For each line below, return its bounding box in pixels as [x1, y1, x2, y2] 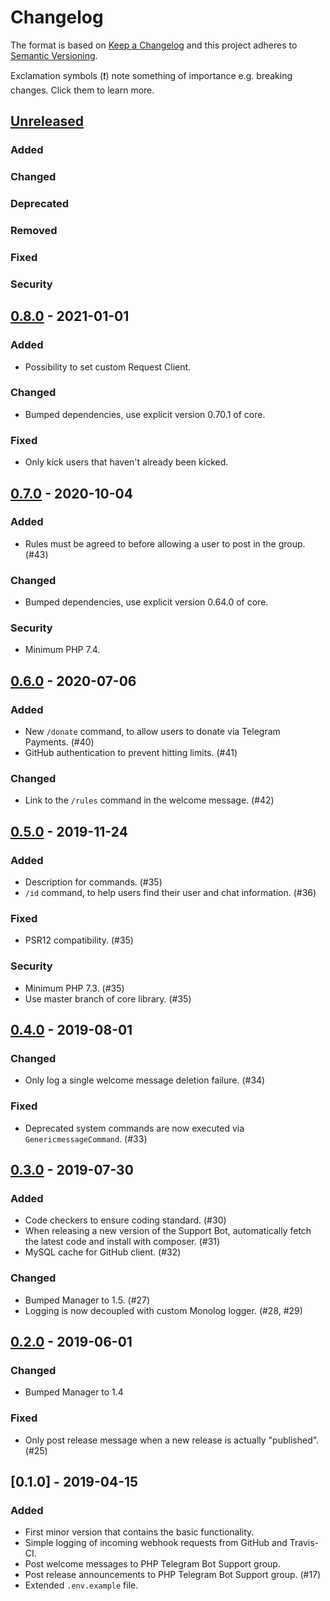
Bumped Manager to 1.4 [24, 1386, 124, 1398]
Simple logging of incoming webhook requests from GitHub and [24, 1537, 288, 1549]
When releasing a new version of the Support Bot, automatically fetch [24, 1225, 312, 1237]
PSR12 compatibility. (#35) [24, 934, 134, 946]
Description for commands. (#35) [24, 876, 163, 888]
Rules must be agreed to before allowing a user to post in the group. [24, 537, 306, 550]
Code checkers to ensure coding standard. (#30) [24, 1214, 227, 1226]
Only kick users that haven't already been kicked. [24, 456, 229, 468]
